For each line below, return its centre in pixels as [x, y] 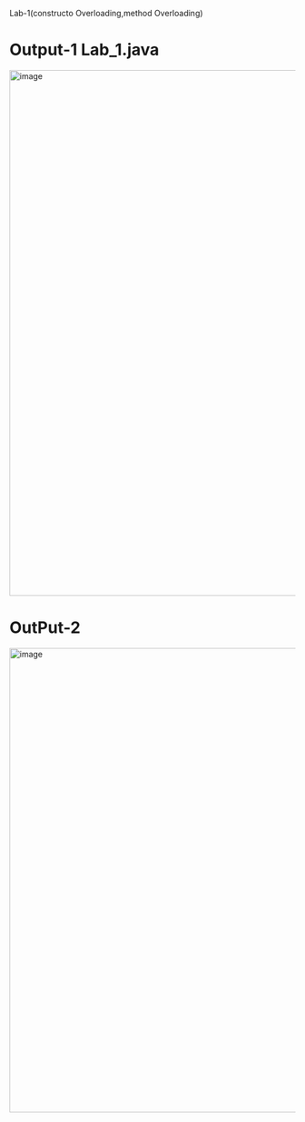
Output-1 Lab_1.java [84, 50]
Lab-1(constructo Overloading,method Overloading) [106, 13]
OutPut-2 [45, 628]
